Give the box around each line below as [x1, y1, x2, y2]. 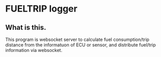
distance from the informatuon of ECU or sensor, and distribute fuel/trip [5, 42, 156, 48]
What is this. [5, 23, 47, 32]
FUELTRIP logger [5, 3, 78, 15]
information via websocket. [5, 47, 62, 53]
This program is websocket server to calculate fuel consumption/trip [5, 36, 150, 42]
